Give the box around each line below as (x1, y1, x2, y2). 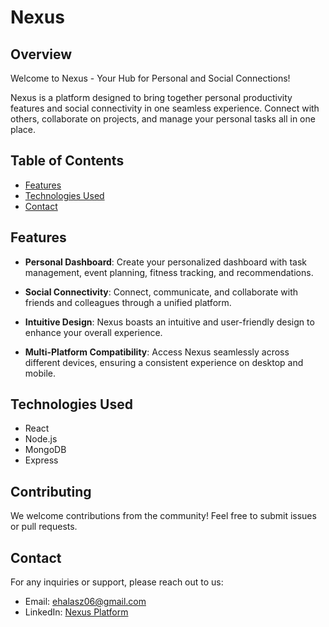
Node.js (24, 433, 58, 445)
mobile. (24, 367, 57, 379)
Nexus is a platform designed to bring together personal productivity (10, 92, 293, 103)
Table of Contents (10, 152, 125, 170)
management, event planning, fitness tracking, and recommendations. (24, 266, 314, 278)
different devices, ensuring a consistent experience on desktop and (24, 356, 304, 368)
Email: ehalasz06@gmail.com (24, 596, 147, 608)
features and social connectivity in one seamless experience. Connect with (10, 102, 320, 114)
